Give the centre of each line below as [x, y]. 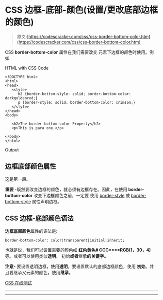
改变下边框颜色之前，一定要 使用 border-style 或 [82, 195]
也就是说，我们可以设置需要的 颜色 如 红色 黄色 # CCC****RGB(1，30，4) [78, 250]
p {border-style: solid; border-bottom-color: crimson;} [77, 102]
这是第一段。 [18, 179]
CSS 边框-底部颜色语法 [39, 218]
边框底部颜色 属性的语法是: [31, 231]
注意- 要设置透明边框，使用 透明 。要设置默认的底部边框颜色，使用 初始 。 [77, 266]
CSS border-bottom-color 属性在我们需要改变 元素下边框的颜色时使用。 [77, 52]
